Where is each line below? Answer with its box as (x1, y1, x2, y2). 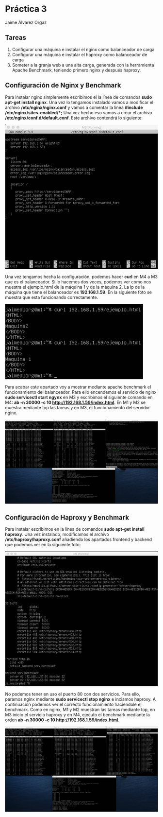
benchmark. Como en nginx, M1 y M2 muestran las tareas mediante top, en (5, 707, 155, 713)
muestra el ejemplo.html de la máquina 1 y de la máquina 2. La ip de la (5, 284, 145, 290)
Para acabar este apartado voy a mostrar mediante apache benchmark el (5, 384, 151, 390)
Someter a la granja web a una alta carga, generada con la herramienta (12, 62, 154, 68)
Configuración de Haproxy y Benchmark (5, 513, 130, 521)
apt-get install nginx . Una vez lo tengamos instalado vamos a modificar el (5, 99, 154, 105)
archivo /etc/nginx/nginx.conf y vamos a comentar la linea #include (5, 104, 143, 110)
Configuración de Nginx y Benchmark (5, 81, 121, 89)
